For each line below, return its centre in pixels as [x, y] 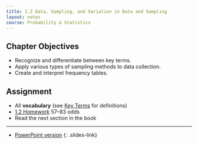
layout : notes [24, 17]
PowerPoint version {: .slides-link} [56, 135]
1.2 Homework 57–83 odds [47, 112]
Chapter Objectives [43, 46]
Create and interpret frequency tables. [61, 73]
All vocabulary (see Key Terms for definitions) [71, 106]
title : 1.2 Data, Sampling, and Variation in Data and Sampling [87, 11]
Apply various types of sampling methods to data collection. [88, 67]
